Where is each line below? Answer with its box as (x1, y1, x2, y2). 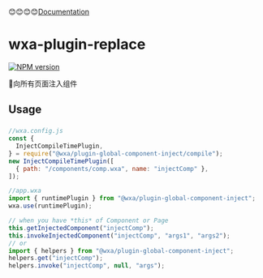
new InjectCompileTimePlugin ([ (8, 157, 114, 165)
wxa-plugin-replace (8, 36, 146, 53)
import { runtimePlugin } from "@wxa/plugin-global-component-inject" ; (8, 195, 256, 203)
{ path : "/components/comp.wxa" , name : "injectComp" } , (15, 165, 209, 173)
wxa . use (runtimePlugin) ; (8, 202, 93, 210)
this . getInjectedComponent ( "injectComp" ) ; (8, 224, 154, 232)
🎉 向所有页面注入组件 (8, 79, 78, 88)
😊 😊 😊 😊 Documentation (8, 7, 90, 16)
